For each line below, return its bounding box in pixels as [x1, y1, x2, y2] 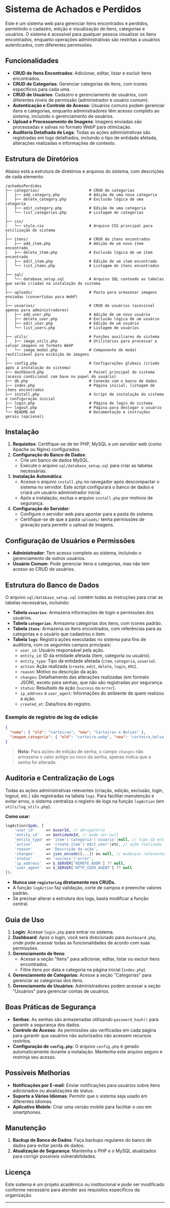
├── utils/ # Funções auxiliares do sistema [5, 334, 159, 339]
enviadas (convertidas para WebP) [5, 294, 78, 299]
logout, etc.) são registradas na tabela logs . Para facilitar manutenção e [5, 792, 154, 799]
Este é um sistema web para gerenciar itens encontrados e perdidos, [5, 20, 149, 26]
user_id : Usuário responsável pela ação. [20, 647, 105, 653]
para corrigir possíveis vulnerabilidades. [12, 1153, 97, 1159]
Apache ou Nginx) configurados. [12, 446, 81, 452]
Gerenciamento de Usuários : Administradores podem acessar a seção [12, 983, 161, 989]
